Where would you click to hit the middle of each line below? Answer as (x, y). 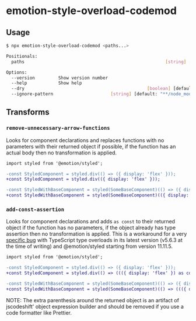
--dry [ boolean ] (91, 89)
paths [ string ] (99, 62)
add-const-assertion (35, 209)
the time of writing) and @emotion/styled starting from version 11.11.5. (90, 246)
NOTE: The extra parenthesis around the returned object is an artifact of (93, 300)
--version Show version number (60, 78)
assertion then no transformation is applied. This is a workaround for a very (97, 234)
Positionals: (22, 56)
